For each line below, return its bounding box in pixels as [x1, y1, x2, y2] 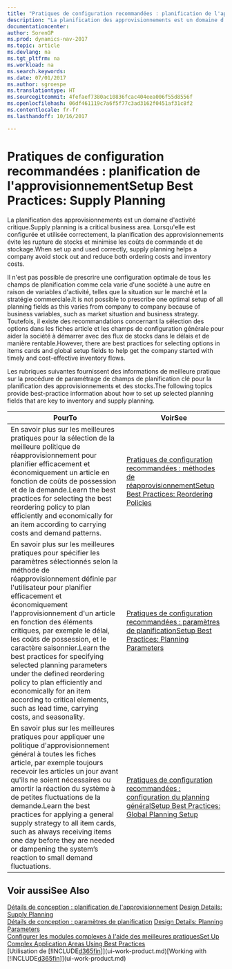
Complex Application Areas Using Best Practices [7, 940, 146, 948]
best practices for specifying [10, 651, 104, 661]
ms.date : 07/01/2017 [7, 74, 67, 81]
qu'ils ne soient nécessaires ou [10, 775, 111, 785]
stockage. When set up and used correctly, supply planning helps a [7, 244, 197, 253]
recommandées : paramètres [126, 617, 220, 626]
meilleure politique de [10, 441, 81, 451]
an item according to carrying [10, 519, 107, 529]
